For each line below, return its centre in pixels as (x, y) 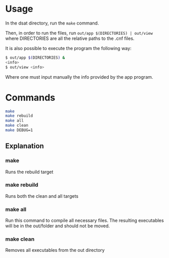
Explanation (25, 146)
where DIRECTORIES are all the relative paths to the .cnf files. (70, 38)
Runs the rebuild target (29, 172)
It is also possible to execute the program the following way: (68, 48)
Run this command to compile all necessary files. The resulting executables (85, 221)
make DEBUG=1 (19, 130)
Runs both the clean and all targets (42, 196)
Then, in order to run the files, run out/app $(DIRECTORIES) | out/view (79, 33)
